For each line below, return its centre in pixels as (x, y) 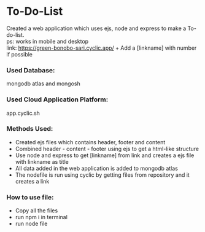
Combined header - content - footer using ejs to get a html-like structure (107, 149)
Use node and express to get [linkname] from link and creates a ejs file (105, 155)
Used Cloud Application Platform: (57, 99)
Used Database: (31, 70)
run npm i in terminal (41, 217)
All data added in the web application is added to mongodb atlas (96, 168)
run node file (31, 224)
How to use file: (30, 197)
